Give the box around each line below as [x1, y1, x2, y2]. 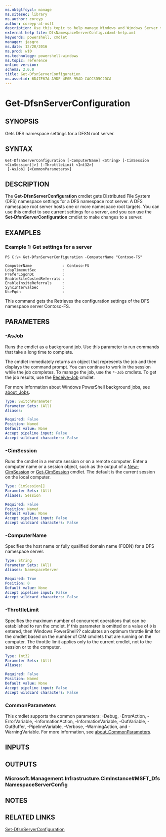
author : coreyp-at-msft [5, 21, 54, 26]
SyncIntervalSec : [5, 285, 65, 290]
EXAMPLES [5, 228, 41, 237]
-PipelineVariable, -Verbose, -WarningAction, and [27, 724, 127, 730]
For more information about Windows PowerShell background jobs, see [5, 384, 150, 390]
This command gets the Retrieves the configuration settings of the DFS [5, 298, 150, 304]
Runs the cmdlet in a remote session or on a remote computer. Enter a [5, 459, 148, 465]
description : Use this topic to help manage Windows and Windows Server [5, 26, 158, 31]
